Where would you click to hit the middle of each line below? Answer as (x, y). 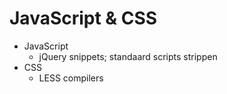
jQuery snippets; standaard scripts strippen (128, 56)
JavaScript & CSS (83, 18)
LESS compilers (71, 78)
